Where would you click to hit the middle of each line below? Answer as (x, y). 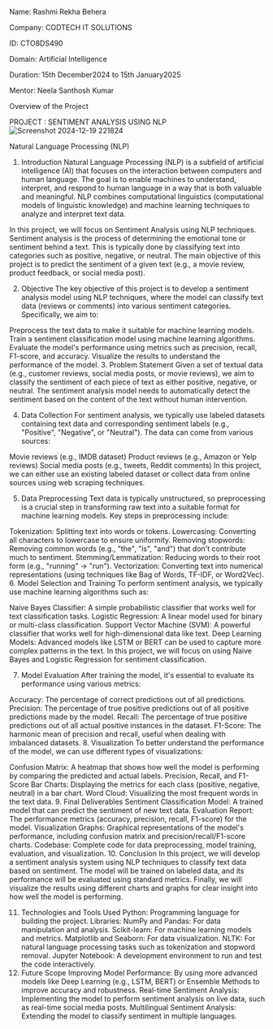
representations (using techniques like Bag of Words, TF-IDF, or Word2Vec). (137, 575)
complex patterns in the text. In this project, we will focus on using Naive (131, 651)
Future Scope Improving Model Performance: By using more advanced (139, 973)
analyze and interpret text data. (74, 214)
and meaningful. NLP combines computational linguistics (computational (142, 197)
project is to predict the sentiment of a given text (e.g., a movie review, (127, 264)
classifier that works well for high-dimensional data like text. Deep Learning (136, 634)
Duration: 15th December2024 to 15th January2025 (95, 75)
